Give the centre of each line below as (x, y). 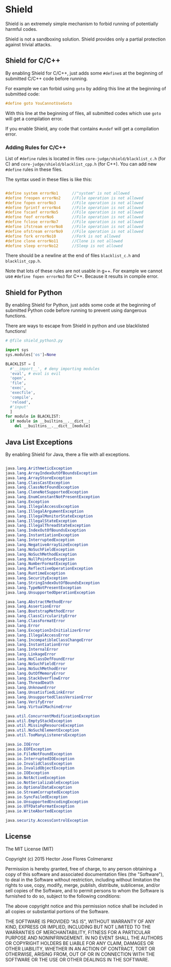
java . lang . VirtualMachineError (39, 707)
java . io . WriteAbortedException (39, 811)
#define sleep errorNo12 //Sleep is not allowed (64, 246)
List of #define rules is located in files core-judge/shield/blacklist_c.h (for (85, 158)
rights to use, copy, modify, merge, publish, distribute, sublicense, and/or (83, 885)
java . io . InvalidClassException (39, 764)
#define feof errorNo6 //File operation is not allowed (74, 217)
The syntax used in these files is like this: (49, 179)
